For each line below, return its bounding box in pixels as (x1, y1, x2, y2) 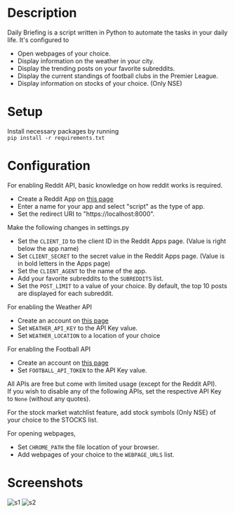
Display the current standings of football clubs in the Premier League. (17, 72, 219, 80)
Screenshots (7, 475, 83, 491)
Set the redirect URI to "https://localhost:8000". (17, 209, 155, 218)
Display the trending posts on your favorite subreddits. (17, 64, 175, 72)
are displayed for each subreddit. (17, 289, 114, 297)
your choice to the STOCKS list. (7, 415, 98, 424)
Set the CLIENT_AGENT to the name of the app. (17, 266, 147, 275)
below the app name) (17, 244, 79, 252)
